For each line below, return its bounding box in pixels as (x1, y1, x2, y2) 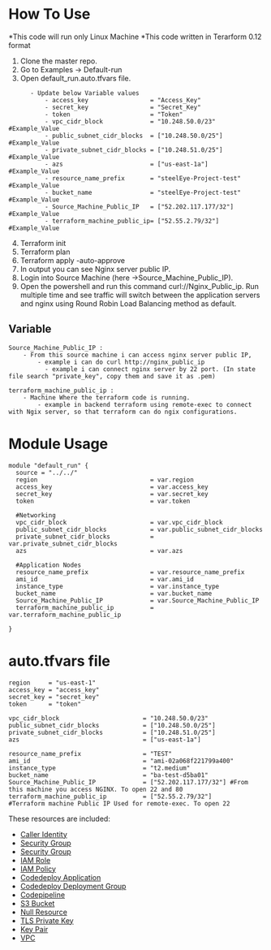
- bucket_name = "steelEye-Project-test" (44, 188, 242, 196)
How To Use (8, 5, 91, 24)
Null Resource (19, 907, 67, 917)
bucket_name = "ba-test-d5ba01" (8, 771, 209, 779)
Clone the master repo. (19, 56, 97, 66)
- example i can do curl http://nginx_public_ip (37, 358, 205, 366)
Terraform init (19, 238, 67, 248)
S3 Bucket (19, 898, 55, 908)
